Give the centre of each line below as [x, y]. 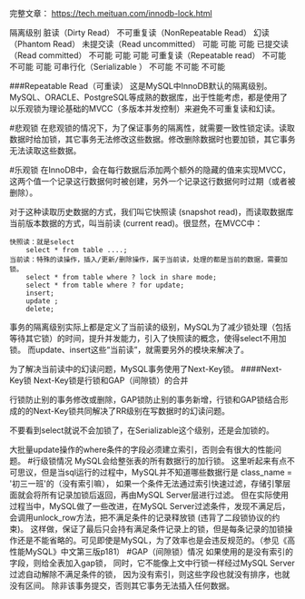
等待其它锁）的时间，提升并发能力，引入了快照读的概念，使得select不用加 [148, 338]
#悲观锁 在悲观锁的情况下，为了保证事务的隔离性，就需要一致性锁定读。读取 [152, 128]
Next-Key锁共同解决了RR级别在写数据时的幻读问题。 [131, 411]
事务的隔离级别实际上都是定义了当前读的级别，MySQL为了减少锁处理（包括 [151, 327]
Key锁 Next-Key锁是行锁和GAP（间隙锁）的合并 [99, 380]
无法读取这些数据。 [45, 151]
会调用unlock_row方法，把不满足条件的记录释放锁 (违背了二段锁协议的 [141, 517]
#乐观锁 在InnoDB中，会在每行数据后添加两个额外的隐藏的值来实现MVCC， [150, 170]
